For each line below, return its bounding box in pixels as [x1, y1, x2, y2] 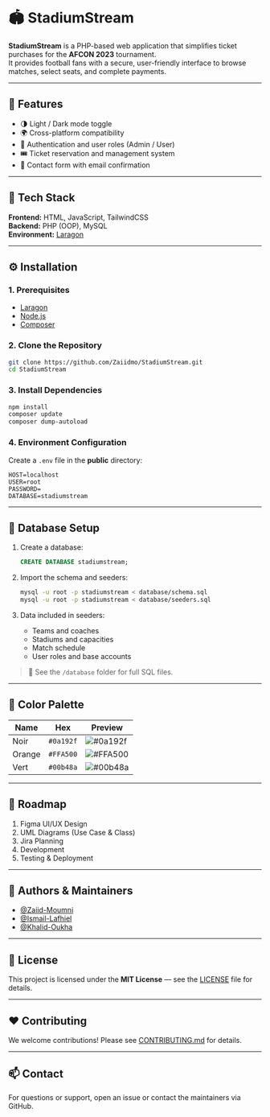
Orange [12, 748, 41, 760]
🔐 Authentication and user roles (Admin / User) [19, 139, 175, 149]
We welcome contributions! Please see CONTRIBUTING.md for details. [8, 1036, 243, 1045]
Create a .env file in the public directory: [8, 455, 143, 465]
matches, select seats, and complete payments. [8, 66, 167, 76]
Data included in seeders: [19, 610, 105, 620]
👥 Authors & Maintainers [8, 884, 133, 897]
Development [19, 844, 65, 854]
